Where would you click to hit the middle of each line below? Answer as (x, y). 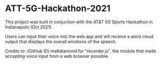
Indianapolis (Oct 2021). (29, 27)
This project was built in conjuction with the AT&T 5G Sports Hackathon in (79, 22)
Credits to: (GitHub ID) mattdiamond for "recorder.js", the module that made (81, 51)
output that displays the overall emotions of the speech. (61, 41)
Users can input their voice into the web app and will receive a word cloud (79, 36)
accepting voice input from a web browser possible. (57, 56)
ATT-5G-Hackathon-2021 (58, 8)
